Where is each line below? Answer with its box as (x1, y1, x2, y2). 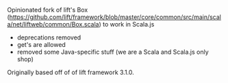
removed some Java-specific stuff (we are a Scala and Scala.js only (16, 48, 209, 56)
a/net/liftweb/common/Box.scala (7, 20, 99, 28)
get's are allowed (16, 41, 66, 48)
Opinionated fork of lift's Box (7, 6, 88, 14)
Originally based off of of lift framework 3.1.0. (7, 68, 135, 76)
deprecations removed (16, 33, 81, 41)
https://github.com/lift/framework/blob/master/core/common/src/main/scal (9, 13, 221, 21)
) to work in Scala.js (99, 20, 155, 28)
